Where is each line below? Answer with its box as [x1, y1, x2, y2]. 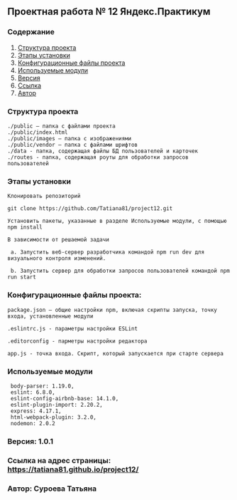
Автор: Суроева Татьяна [7, 484, 97, 494]
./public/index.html [7, 128, 69, 136]
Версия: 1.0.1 [7, 436, 54, 446]
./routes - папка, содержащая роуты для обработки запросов [7, 153, 189, 161]
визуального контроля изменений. [7, 255, 106, 262]
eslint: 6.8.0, [10, 388, 55, 396]
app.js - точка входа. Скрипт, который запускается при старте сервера [7, 350, 224, 357]
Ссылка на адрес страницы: [7, 455, 111, 465]
